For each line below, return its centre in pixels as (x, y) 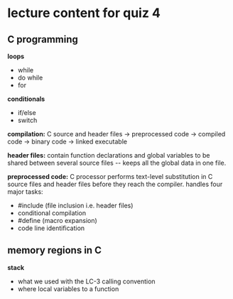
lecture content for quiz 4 (84, 13)
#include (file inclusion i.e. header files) (75, 205)
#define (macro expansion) (57, 221)
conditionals (26, 99)
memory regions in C (54, 250)
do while (30, 77)
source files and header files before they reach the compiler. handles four (115, 184)
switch (27, 120)
